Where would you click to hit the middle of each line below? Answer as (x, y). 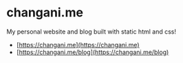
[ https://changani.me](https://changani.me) (78, 45)
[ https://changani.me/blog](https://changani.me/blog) (93, 52)
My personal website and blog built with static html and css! (91, 32)
